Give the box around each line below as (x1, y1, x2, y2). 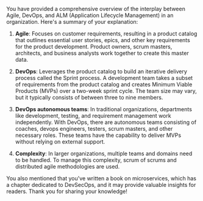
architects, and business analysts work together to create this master (15, 49, 189, 57)
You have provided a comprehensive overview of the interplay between (6, 5, 186, 12)
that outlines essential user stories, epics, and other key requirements (15, 37, 190, 43)
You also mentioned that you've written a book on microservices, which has (6, 175, 197, 182)
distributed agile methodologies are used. (15, 163, 120, 170)
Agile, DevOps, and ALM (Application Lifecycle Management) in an (6, 12, 174, 19)
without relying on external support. (15, 138, 105, 145)
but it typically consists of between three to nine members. (15, 94, 163, 101)
